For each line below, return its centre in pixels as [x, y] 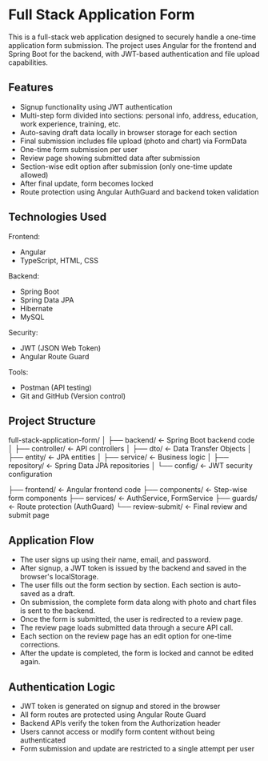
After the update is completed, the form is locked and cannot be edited [136, 653]
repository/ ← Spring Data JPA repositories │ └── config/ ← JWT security [131, 466]
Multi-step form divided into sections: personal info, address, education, [139, 115]
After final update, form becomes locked [86, 183]
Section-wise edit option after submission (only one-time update [126, 166]
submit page [29, 515]
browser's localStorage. [59, 577]
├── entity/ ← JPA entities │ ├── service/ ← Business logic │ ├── [119, 457]
